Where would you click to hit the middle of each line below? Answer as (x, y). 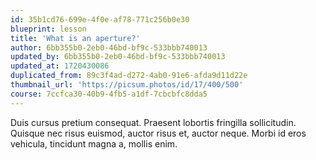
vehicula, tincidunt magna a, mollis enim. (94, 143)
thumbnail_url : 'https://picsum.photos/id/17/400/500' (127, 85)
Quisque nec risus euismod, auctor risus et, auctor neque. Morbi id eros (158, 133)
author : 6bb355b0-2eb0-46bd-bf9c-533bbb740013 (109, 47)
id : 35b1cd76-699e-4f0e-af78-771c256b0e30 (100, 19)
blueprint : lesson (48, 29)
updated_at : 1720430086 (60, 66)
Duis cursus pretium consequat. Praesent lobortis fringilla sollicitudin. (153, 122)
